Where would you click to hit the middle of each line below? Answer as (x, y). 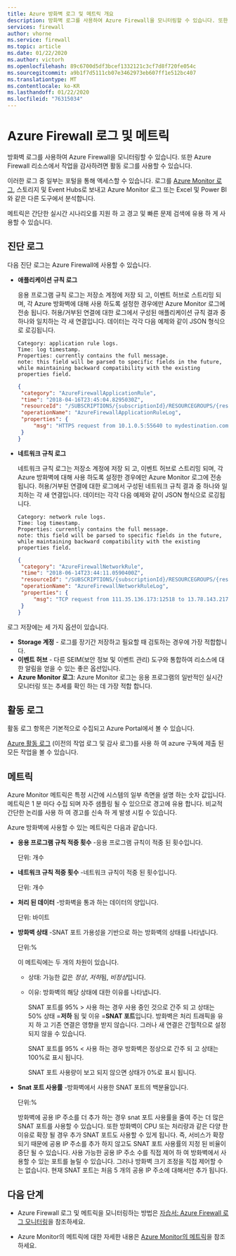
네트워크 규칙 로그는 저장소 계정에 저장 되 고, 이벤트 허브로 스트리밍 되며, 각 (120, 468)
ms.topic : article (34, 47)
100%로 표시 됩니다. (56, 1057)
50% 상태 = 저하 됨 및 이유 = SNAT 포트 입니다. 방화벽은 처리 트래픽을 (122, 1016)
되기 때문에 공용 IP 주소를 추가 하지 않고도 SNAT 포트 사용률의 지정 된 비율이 (122, 1144)
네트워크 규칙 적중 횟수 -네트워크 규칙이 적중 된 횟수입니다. (97, 873)
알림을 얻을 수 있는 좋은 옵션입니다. (73, 668)
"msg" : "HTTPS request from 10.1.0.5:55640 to (103, 426)
